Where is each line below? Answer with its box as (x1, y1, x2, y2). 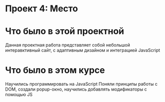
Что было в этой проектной (5, 26, 124, 37)
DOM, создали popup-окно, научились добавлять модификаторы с (5, 86, 147, 92)
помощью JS (5, 92, 33, 98)
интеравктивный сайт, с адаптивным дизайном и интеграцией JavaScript (5, 48, 160, 53)
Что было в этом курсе (5, 65, 105, 76)
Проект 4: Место (5, 3, 78, 14)
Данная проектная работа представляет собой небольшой (5, 42, 130, 48)
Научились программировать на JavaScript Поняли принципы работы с (5, 81, 158, 87)
